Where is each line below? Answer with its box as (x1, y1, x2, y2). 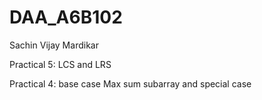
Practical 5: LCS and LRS (9, 58, 112, 70)
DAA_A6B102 (9, 6, 123, 29)
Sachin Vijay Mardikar (9, 39, 99, 51)
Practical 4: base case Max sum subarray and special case (9, 77, 252, 90)
